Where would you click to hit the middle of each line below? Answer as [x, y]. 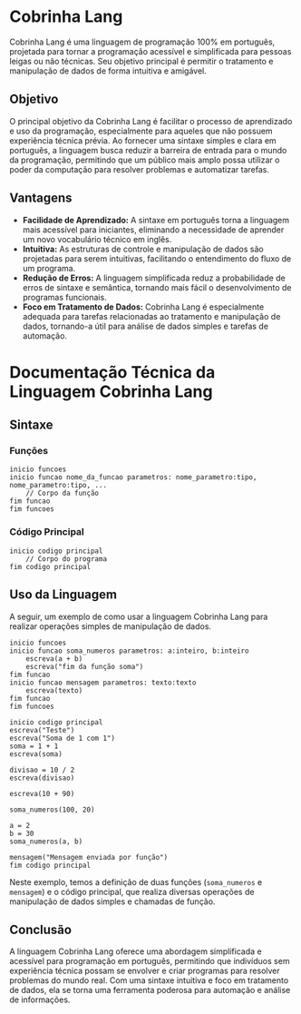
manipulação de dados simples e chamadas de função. [112, 901]
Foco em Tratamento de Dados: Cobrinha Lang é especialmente [143, 307]
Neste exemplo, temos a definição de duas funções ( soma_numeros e [136, 881]
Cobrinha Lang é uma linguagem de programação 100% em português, [142, 42]
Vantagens [41, 198]
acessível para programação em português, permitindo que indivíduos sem [150, 961]
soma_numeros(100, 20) [52, 810]
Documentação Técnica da [112, 372]
